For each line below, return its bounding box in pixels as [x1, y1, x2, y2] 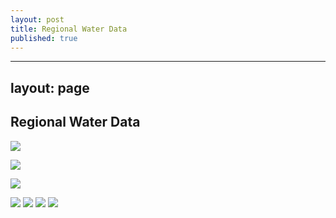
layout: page [10, 79, 90, 96]
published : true [10, 33, 78, 43]
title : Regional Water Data [10, 24, 128, 34]
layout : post [10, 14, 65, 25]
